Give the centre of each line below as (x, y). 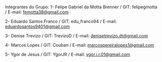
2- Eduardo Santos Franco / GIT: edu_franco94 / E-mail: (61, 21)
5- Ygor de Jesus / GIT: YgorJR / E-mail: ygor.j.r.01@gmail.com (68, 54)
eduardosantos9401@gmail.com (37, 26)
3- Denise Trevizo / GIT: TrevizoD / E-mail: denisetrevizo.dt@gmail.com (77, 36)
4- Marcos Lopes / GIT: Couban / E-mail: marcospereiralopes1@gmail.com (80, 45)
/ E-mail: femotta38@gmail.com (37, 12)
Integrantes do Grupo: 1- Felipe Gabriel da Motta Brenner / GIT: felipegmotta (81, 7)
